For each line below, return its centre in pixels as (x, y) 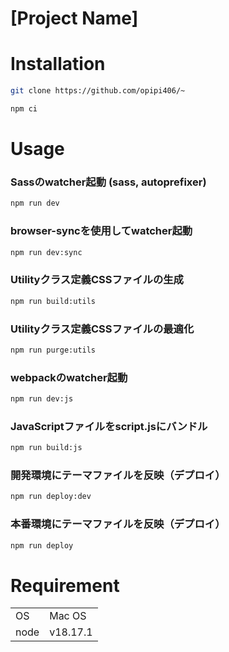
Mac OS (68, 616)
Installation (58, 64)
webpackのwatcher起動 (69, 377)
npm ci (24, 109)
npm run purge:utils (53, 350)
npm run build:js (46, 448)
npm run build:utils (53, 301)
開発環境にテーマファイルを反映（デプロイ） (118, 475)
